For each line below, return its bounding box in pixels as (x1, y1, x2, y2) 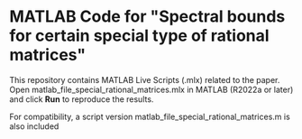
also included (9, 120, 59, 132)
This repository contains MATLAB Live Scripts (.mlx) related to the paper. (9, 74, 280, 85)
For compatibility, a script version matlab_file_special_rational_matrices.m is (9, 111, 290, 122)
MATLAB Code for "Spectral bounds (9, 6, 286, 27)
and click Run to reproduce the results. (9, 93, 154, 105)
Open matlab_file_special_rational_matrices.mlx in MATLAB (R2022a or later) (9, 84, 294, 95)
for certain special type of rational (9, 25, 270, 46)
